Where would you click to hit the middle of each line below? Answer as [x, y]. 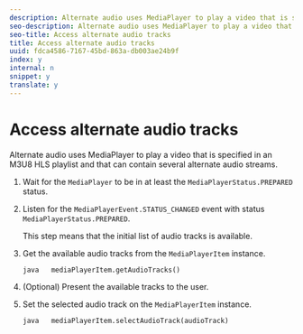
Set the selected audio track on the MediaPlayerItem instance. [137, 304]
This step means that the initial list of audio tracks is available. [137, 236]
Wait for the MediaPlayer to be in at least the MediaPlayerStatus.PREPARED [157, 181]
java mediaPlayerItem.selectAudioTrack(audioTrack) [125, 320]
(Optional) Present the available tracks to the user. [115, 286]
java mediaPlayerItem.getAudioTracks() [101, 270]
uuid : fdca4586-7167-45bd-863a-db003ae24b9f [94, 51]
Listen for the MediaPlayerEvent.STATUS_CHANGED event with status [143, 209]
